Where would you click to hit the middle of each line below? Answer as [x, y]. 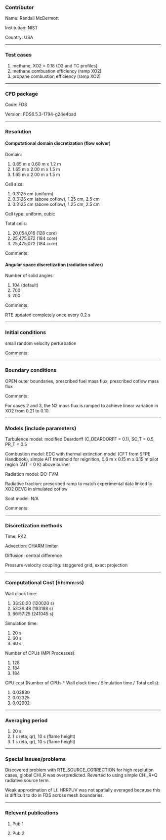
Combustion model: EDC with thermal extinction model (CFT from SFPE [78, 454]
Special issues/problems [36, 759]
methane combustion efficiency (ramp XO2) [57, 71]
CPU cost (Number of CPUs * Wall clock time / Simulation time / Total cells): [82, 682]
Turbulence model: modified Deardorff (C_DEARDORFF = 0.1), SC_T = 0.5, [80, 439]
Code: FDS [16, 104]
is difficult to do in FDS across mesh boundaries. [55, 795]
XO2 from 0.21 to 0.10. [28, 411]
